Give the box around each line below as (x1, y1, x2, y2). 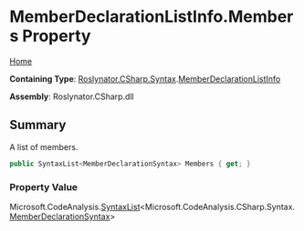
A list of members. (9, 141, 79, 152)
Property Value (9, 180, 79, 193)
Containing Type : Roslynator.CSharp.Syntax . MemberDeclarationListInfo (9, 73, 281, 84)
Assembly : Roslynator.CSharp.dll (9, 91, 134, 102)
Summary (9, 117, 67, 133)
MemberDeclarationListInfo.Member (9, 6, 294, 27)
